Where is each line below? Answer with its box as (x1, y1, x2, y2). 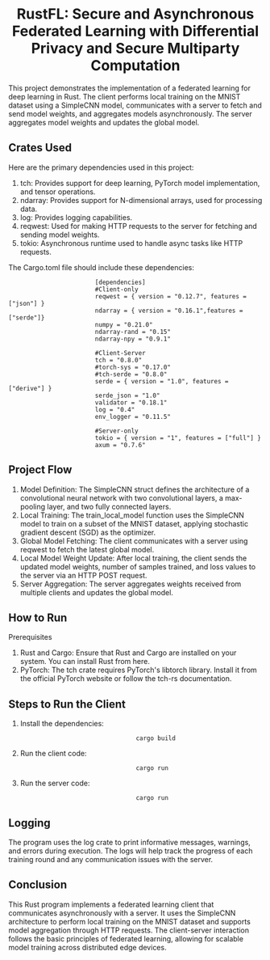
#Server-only (94, 426, 139, 435)
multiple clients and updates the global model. (19, 587, 173, 597)
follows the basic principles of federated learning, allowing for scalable (8, 933, 244, 943)
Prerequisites (8, 632, 52, 642)
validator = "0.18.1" (94, 398, 168, 407)
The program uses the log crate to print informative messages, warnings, (8, 838, 251, 847)
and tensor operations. (19, 187, 96, 197)
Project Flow (8, 463, 73, 477)
